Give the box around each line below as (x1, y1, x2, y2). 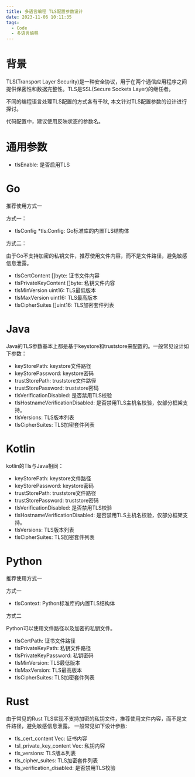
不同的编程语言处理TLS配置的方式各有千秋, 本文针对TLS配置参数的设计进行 (6, 98, 187, 105)
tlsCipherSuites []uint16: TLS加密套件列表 (14, 301, 114, 309)
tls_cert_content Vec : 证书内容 (14, 735, 88, 742)
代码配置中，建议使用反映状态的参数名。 (6, 118, 104, 125)
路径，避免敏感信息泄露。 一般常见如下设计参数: (11, 722, 127, 729)
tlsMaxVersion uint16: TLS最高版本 (14, 294, 98, 301)
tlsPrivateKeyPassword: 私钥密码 (14, 652, 94, 659)
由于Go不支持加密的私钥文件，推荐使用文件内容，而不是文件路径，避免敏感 (6, 252, 187, 259)
